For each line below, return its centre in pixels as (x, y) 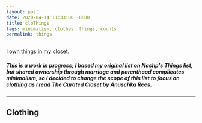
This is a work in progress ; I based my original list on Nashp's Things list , (99, 65)
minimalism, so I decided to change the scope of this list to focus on (93, 78)
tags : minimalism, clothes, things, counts (62, 29)
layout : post (23, 12)
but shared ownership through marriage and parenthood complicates (95, 71)
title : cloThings (28, 23)
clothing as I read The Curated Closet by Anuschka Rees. (79, 84)
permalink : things (29, 34)
